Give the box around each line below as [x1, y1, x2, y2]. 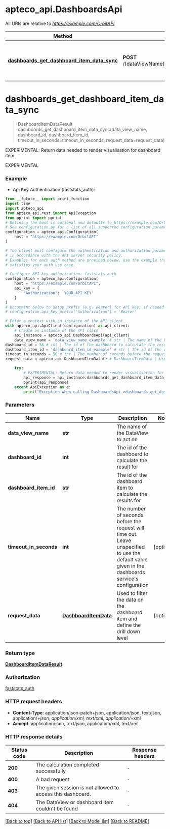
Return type [5, 649, 35, 656]
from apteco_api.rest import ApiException [5, 210, 96, 216]
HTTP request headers [5, 698, 62, 705]
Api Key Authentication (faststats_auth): [12, 187, 95, 193]
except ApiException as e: [14, 384, 71, 390]
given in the [116, 562, 145, 569]
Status [11, 746, 28, 753]
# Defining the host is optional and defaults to [5, 220, 112, 225]
